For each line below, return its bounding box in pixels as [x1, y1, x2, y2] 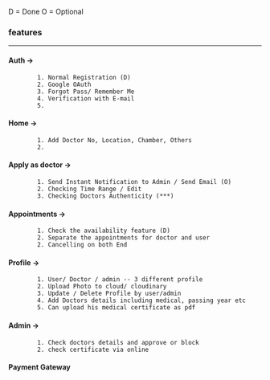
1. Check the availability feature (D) [37, 227, 171, 235]
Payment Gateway [8, 362, 71, 372]
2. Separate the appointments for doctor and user [37, 234, 211, 242]
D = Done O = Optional [8, 7, 84, 16]
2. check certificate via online [37, 345, 149, 353]
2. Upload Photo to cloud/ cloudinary [37, 283, 167, 291]
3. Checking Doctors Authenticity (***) [37, 192, 174, 200]
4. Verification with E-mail [37, 94, 135, 103]
